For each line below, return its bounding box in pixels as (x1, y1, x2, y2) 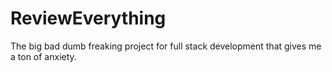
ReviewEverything (10, 7, 167, 30)
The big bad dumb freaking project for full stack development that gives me (10, 40, 322, 52)
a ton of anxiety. (10, 50, 77, 62)
